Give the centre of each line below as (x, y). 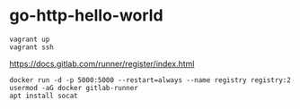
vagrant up (30, 39)
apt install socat (44, 96)
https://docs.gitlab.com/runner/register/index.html (102, 63)
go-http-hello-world (86, 16)
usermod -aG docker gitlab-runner (74, 88)
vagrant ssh (31, 47)
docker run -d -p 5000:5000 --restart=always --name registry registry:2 (150, 80)
